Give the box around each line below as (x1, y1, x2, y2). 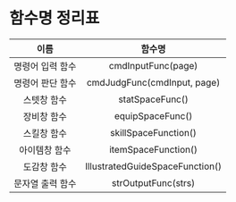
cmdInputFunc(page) (108, 59, 198, 72)
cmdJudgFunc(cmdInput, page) (86, 76, 221, 88)
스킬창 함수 (22, 127, 67, 139)
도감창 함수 (22, 160, 67, 173)
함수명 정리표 (9, 8, 100, 29)
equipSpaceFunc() (114, 109, 193, 122)
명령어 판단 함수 (13, 77, 77, 89)
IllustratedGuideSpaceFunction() (84, 160, 222, 173)
